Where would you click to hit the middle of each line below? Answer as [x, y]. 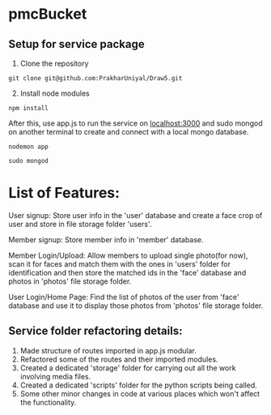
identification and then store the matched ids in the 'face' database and [127, 272]
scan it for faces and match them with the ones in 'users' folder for [119, 263]
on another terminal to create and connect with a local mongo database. [129, 132]
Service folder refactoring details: [95, 331]
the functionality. [48, 402]
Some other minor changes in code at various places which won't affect [140, 393]
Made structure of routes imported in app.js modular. [108, 350]
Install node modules [55, 93]
